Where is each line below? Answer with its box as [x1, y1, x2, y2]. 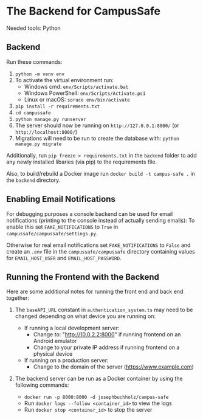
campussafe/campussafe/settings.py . [6, 229, 98, 237]
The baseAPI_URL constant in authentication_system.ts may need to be [15, 306, 193, 314]
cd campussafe [15, 109, 51, 116]
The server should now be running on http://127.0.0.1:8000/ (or [15, 122, 179, 129]
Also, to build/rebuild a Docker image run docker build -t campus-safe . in [6, 170, 196, 177]
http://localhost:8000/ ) [15, 128, 78, 135]
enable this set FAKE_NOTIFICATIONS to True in [6, 223, 119, 230]
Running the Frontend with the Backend [6, 272, 160, 282]
